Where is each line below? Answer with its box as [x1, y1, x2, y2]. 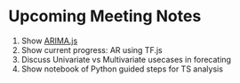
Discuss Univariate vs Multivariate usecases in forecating [20, 54, 232, 64]
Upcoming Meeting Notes [8, 6, 202, 26]
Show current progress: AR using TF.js [20, 44, 163, 55]
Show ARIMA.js [20, 35, 78, 46]
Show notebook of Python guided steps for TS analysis [20, 64, 224, 74]
